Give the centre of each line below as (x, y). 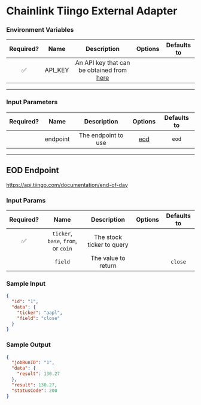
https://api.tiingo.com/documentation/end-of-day (67, 185)
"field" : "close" (39, 318)
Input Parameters (32, 102)
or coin (63, 248)
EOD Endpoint (33, 170)
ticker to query (108, 244)
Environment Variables (40, 30)
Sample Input (26, 283)
